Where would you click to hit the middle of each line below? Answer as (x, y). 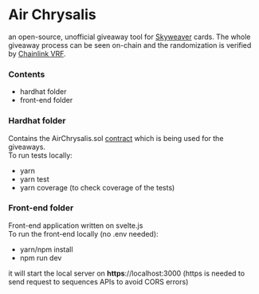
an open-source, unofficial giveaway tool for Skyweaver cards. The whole (129, 37)
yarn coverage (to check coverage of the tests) (97, 187)
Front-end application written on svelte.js (76, 225)
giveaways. (27, 147)
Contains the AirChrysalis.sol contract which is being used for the (116, 138)
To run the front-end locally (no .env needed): (83, 233)
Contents (27, 74)
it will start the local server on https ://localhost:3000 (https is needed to (127, 273)
